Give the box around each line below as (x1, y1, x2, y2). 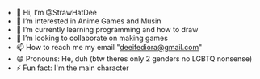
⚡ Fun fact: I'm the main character (15, 63, 129, 73)
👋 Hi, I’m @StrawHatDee (15, 8, 97, 17)
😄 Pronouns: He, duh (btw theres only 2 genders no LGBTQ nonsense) (15, 54, 253, 64)
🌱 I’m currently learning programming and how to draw (15, 25, 199, 34)
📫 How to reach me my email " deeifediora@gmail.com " (15, 43, 203, 52)
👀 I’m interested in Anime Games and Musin (15, 16, 161, 26)
